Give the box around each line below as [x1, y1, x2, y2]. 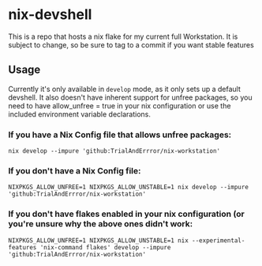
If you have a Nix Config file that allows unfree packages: [8, 129, 232, 140]
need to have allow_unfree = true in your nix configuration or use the [8, 101, 231, 110]
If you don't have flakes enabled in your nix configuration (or [8, 208, 245, 219]
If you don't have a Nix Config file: [8, 165, 141, 176]
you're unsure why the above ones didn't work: [8, 218, 193, 230]
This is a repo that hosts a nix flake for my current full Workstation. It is [8, 32, 238, 41]
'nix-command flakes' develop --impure [39, 243, 171, 251]
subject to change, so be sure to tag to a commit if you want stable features [8, 40, 254, 49]
